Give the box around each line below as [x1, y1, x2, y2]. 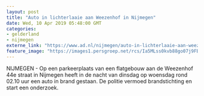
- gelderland [6, 31, 39, 37]
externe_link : [6, 43, 42, 49]
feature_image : [6, 48, 45, 54]
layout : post [6, 8, 39, 15]
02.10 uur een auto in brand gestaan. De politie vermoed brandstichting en [6, 77, 192, 85]
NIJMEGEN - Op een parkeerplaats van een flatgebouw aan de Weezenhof [6, 65, 193, 72]
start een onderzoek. [6, 84, 59, 91]
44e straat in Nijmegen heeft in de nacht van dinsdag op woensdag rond [6, 71, 188, 78]
